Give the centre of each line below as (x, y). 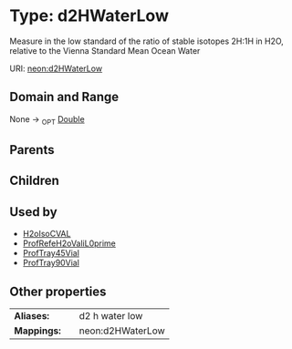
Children (34, 181)
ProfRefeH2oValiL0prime (69, 243)
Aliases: (32, 315)
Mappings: (38, 331)
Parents (32, 150)
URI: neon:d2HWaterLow (56, 68)
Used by (33, 212)
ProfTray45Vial (51, 253)
